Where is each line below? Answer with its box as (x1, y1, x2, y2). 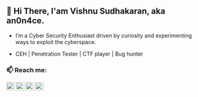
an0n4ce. (6, 16, 45, 26)
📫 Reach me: (6, 65, 47, 74)
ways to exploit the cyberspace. (15, 38, 96, 46)
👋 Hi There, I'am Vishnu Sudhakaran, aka (6, 6, 166, 16)
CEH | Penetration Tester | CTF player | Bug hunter (15, 50, 143, 57)
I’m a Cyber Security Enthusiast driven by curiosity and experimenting (15, 32, 192, 39)
